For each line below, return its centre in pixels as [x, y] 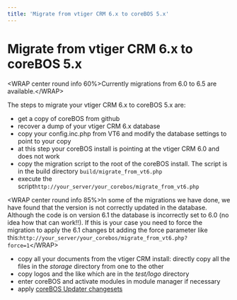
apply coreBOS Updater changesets [70, 289]
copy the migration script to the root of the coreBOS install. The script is [122, 163]
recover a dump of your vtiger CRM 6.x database [89, 126]
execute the [35, 178]
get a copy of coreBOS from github [69, 118]
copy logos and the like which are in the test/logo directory [103, 274]
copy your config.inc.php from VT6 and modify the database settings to [122, 133]
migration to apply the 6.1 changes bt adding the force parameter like [108, 230]
